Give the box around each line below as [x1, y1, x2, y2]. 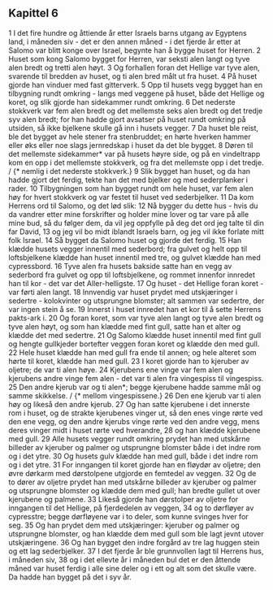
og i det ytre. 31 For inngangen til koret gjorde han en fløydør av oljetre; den [8, 459, 262, 470]
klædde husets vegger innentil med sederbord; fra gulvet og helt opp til [8, 244, 248, 254]
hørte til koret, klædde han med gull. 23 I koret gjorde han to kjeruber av [8, 356, 249, 366]
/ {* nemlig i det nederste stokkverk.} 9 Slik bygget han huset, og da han [8, 166, 250, 176]
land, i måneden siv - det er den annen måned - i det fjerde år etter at [8, 37, 241, 46]
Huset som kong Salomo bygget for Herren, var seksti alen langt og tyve [8, 54, 250, 63]
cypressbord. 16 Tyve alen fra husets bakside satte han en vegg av [8, 261, 232, 271]
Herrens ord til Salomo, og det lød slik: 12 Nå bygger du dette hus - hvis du [8, 201, 258, 210]
